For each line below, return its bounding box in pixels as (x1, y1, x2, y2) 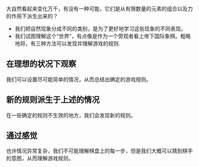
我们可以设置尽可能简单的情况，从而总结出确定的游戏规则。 (6, 76, 152, 83)
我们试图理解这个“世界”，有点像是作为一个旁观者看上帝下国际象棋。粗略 (14, 33, 191, 40)
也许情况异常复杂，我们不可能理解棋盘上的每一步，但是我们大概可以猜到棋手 (6, 147, 193, 155)
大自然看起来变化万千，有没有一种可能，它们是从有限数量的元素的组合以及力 (6, 5, 193, 12)
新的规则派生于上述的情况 (6, 95, 99, 105)
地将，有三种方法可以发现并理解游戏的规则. (14, 40, 120, 47)
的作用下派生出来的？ (6, 12, 58, 20)
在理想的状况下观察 (6, 59, 76, 69)
